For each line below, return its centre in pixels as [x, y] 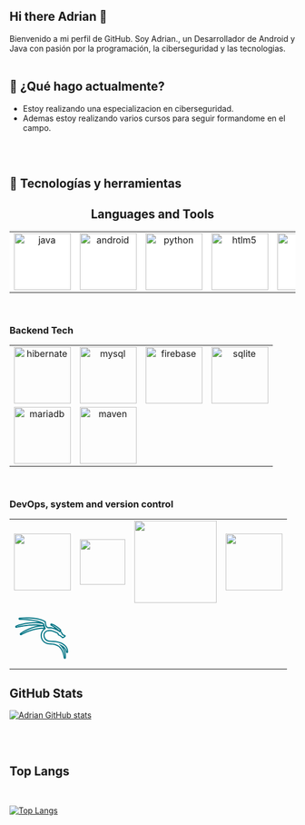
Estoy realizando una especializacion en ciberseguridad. [128, 108]
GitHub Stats [46, 693]
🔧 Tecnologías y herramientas [95, 184]
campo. [37, 127]
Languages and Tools [152, 214]
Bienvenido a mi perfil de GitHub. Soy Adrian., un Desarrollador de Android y [152, 38]
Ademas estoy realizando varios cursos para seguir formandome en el [154, 118]
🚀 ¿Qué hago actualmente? [87, 87]
